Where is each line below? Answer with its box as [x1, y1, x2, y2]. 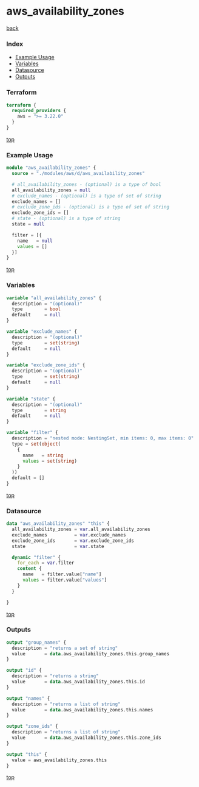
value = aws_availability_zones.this [12, 757, 107, 763]
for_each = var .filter [17, 560, 75, 566]
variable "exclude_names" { [6, 329, 78, 335]
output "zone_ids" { [6, 724, 59, 730]
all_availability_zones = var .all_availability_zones [12, 526, 150, 533]
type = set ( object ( [12, 441, 61, 447]
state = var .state [12, 543, 104, 549]
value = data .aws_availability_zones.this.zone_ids [12, 735, 162, 741]
